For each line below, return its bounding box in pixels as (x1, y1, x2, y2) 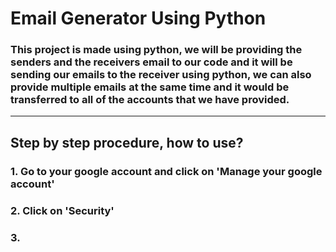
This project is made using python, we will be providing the (10, 43, 303, 57)
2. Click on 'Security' (10, 203, 115, 217)
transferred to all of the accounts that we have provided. (10, 93, 290, 107)
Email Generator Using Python (10, 7, 267, 30)
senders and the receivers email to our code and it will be (10, 55, 293, 69)
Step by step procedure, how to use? (10, 134, 244, 151)
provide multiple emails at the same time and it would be (10, 80, 290, 94)
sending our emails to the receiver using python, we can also (10, 68, 312, 82)
